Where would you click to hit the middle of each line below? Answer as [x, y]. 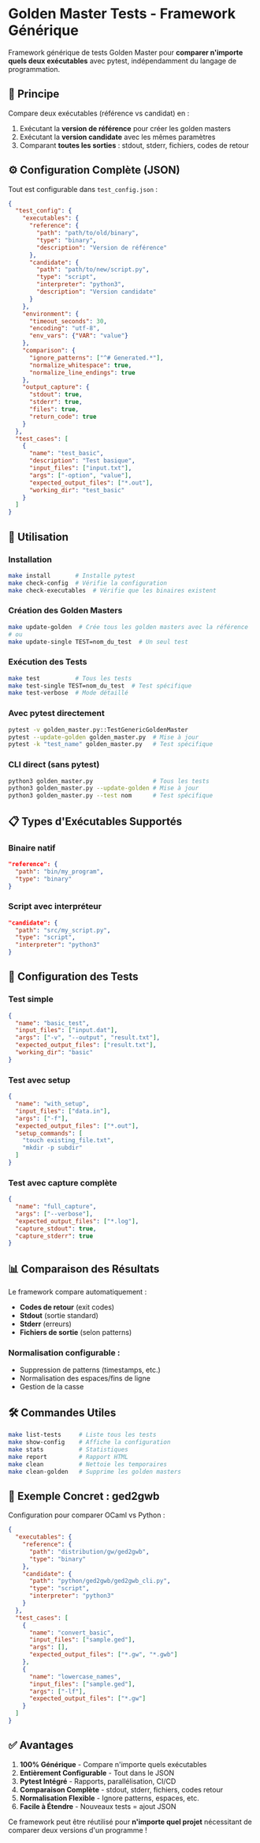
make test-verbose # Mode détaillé [68, 693]
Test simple [31, 999]
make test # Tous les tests [70, 678]
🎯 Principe [34, 94]
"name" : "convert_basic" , [71, 1633]
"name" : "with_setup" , [52, 1104]
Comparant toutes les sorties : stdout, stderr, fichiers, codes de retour [134, 145]
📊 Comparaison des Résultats [84, 1269]
